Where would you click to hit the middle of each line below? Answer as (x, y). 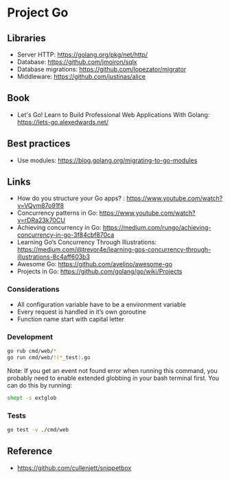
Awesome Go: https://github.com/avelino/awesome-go (95, 264)
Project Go (38, 13)
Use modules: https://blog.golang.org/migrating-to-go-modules (107, 160)
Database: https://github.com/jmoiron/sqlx (77, 62)
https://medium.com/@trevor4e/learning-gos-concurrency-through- (114, 250)
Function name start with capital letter (71, 319)
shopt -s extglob (32, 398)
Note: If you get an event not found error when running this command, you (112, 370)
